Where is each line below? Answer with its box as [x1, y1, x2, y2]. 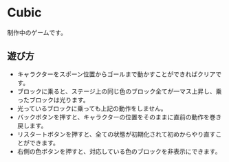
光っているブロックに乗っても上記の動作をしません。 [17, 104, 167, 113]
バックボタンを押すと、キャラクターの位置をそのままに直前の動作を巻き [17, 113, 222, 121]
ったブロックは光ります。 [17, 95, 89, 104]
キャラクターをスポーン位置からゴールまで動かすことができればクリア [17, 70, 216, 78]
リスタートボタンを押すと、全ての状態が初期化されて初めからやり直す [17, 130, 216, 138]
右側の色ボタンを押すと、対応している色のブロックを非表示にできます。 [17, 147, 221, 155]
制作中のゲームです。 [7, 28, 67, 36]
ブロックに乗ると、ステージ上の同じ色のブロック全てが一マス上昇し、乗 [17, 87, 222, 95]
